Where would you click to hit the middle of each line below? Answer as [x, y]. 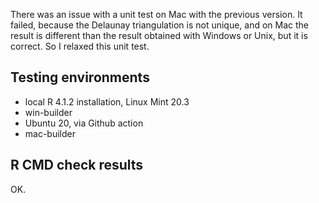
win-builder [48, 112]
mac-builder [50, 133]
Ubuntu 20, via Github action [84, 123]
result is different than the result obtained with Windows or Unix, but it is [159, 35]
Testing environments [80, 77]
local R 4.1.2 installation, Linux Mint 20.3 [107, 101]
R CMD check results [77, 165]
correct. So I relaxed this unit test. [80, 46]
